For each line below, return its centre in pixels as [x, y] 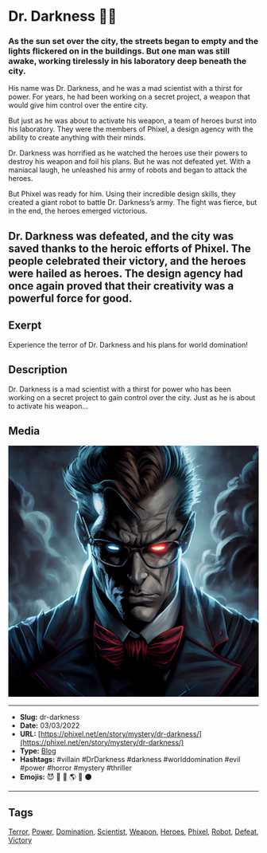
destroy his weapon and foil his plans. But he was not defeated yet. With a [130, 162]
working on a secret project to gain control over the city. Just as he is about [132, 397]
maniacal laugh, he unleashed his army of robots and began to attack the [128, 170]
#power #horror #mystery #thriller [76, 768]
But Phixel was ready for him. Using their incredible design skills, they [122, 194]
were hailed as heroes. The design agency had [126, 273]
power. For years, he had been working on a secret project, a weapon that [129, 97]
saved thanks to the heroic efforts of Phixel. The [130, 248]
